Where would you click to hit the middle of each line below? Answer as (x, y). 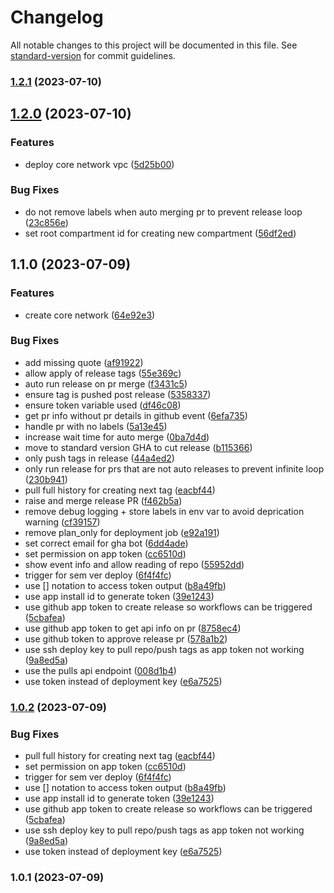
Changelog (57, 17)
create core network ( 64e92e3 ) (90, 315)
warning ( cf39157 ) (62, 522)
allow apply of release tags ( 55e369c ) (103, 373)
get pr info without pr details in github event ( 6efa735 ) (136, 415)
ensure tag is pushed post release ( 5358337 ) (118, 394)
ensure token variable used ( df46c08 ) (103, 405)
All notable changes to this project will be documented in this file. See (154, 45)
